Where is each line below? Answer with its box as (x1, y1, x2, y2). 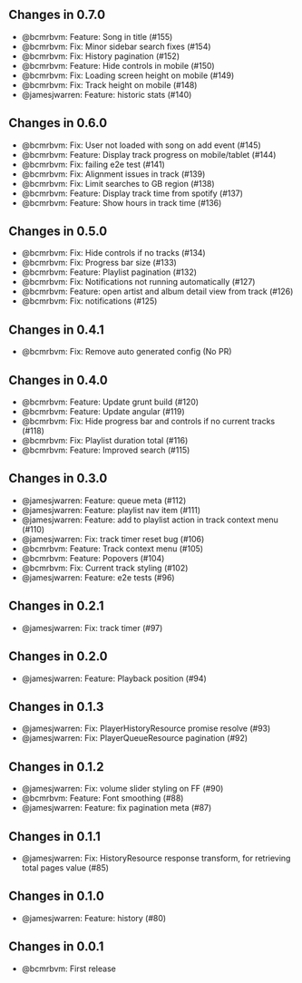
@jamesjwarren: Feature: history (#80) (21, 912, 167, 923)
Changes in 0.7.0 (8, 7, 106, 23)
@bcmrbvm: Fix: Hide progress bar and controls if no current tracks (21, 416, 276, 427)
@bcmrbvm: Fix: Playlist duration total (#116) (21, 435, 189, 446)
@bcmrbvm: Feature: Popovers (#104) (21, 552, 165, 563)
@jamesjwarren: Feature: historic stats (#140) (21, 89, 192, 100)
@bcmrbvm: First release (21, 963, 117, 974)
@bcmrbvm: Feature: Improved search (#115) (21, 444, 190, 456)
